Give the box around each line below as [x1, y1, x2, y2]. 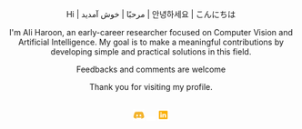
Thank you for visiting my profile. [88, 82, 214, 92]
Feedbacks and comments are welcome [75, 64, 226, 74]
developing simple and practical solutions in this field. [50, 46, 252, 57]
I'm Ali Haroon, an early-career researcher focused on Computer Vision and [8, 27, 294, 37]
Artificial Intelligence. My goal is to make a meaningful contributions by [17, 36, 285, 47]
